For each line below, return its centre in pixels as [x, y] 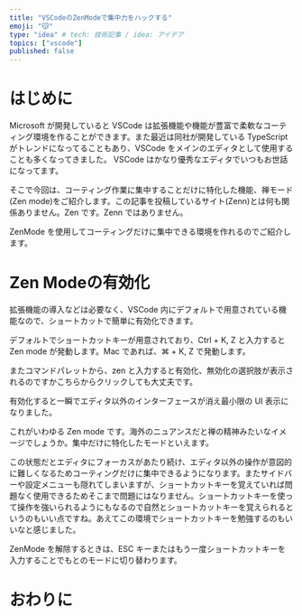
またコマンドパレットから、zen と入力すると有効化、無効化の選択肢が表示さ [151, 370]
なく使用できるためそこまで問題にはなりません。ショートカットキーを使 [151, 496]
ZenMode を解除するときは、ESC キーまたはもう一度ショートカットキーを [148, 549]
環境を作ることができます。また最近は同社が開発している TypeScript [160, 137]
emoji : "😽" [31, 26]
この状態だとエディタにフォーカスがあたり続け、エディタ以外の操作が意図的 [151, 462]
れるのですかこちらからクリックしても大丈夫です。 [104, 382]
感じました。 [57, 530]
